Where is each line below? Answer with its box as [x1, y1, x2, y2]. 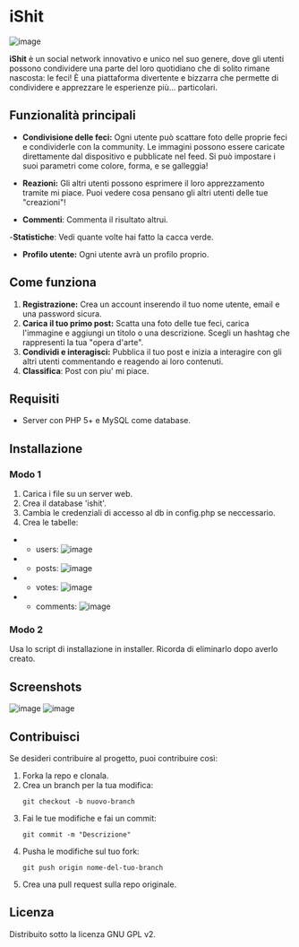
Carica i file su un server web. [21, 489, 133, 500]
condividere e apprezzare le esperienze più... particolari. [9, 82, 218, 92]
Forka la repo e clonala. [21, 769, 109, 781]
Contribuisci [9, 729, 81, 744]
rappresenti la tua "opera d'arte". [21, 336, 144, 347]
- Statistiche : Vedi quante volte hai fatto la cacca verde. [9, 231, 214, 242]
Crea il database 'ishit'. [21, 498, 107, 508]
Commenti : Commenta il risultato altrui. [21, 213, 168, 225]
